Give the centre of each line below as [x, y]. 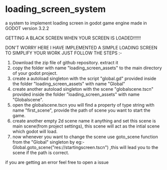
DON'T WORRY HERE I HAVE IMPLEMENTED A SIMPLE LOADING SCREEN [81, 47]
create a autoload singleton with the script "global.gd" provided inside [84, 78]
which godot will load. [35, 131]
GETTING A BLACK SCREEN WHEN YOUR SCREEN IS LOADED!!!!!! [73, 38]
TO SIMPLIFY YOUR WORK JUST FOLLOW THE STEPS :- [64, 53]
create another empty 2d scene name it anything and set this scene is [84, 121]
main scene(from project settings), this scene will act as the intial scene [86, 126]
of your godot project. [35, 73]
